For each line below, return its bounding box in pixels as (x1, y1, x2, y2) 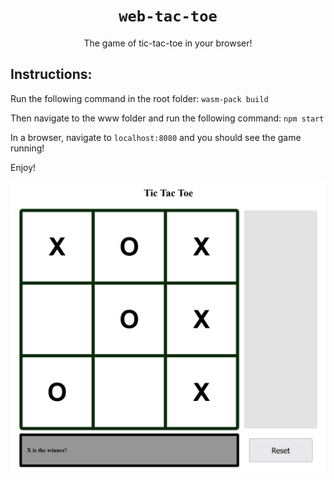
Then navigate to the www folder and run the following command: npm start (10, 112, 325, 124)
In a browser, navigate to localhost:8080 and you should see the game (10, 131, 302, 143)
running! (10, 142, 45, 154)
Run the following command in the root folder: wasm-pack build (10, 92, 269, 104)
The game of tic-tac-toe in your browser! (83, 37, 253, 49)
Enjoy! (10, 161, 37, 173)
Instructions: (10, 66, 93, 83)
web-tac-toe (118, 7, 218, 26)
